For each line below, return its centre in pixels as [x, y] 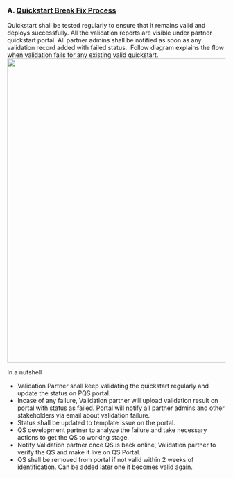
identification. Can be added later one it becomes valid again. [105, 467]
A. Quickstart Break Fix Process [62, 10]
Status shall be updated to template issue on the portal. [96, 423]
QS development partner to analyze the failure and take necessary [112, 430]
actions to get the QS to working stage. [73, 438]
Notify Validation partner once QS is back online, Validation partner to [116, 445]
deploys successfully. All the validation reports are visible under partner [110, 33]
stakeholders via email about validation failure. [84, 415]
